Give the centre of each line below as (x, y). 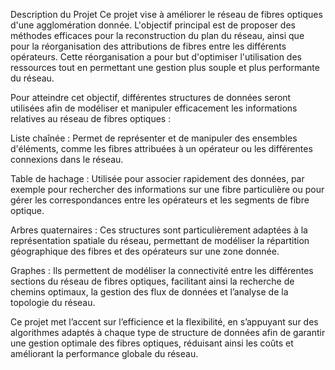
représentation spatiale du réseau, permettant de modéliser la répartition (160, 240)
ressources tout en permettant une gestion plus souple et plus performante (165, 67)
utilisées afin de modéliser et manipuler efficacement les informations (154, 108)
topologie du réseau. (53, 302)
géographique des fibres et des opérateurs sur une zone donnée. (145, 251)
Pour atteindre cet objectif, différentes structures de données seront (151, 97)
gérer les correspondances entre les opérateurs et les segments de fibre (160, 200)
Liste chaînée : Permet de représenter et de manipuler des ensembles (154, 138)
